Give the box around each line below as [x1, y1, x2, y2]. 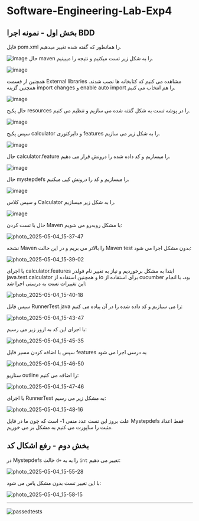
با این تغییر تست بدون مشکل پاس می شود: [6, 479, 102, 486]
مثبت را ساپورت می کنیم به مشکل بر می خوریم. [6, 424, 113, 431]
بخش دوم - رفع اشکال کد [6, 441, 89, 451]
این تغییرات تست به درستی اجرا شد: [6, 280, 87, 287]
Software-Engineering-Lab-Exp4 [6, 4, 172, 18]
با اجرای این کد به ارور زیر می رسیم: [6, 326, 87, 332]
